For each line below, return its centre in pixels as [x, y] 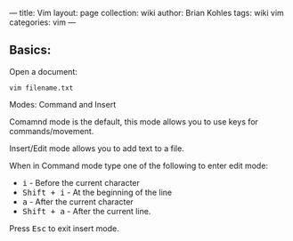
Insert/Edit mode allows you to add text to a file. [97, 148]
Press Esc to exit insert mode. [64, 228]
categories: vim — [43, 22]
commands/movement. [52, 131]
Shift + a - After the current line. [86, 211]
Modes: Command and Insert [63, 104]
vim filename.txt [41, 88]
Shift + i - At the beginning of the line [97, 192]
